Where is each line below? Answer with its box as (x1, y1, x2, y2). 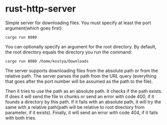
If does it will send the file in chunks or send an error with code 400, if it (5, 93, 154, 99)
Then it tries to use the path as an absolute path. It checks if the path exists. (5, 88, 162, 94)
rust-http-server (5, 3, 76, 15)
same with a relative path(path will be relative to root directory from (5, 104, 145, 110)
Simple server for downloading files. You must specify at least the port (5, 20, 151, 26)
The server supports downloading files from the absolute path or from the (5, 68, 158, 74)
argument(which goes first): (5, 25, 63, 31)
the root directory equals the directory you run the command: (5, 49, 132, 55)
